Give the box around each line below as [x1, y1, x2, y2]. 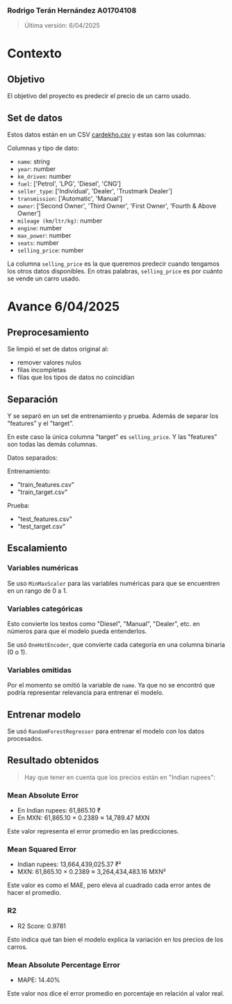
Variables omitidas [7, 665, 72, 675]
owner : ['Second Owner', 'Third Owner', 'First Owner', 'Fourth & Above [17, 202, 217, 210]
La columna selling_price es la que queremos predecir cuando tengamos [7, 260, 220, 268]
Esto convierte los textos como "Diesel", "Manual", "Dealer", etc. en [7, 619, 200, 628]
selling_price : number [17, 246, 84, 255]
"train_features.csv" [17, 480, 75, 488]
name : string [17, 157, 51, 166]
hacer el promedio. [7, 889, 61, 897]
